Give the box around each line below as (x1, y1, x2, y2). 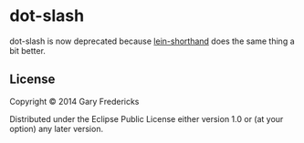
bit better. (9, 45, 46, 56)
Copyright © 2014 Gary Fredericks (9, 96, 140, 107)
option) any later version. (9, 123, 103, 134)
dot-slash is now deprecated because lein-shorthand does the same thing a (9, 36, 295, 46)
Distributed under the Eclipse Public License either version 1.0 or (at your (9, 113, 284, 124)
